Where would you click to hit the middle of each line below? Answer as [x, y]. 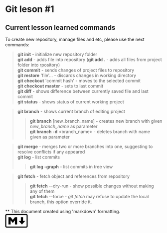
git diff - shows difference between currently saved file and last [83, 91]
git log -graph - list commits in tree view [71, 167]
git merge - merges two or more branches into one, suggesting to [85, 147]
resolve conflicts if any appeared [51, 152]
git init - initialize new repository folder [57, 54]
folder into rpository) [39, 65]
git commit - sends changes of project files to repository [76, 70]
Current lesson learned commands [60, 28]
